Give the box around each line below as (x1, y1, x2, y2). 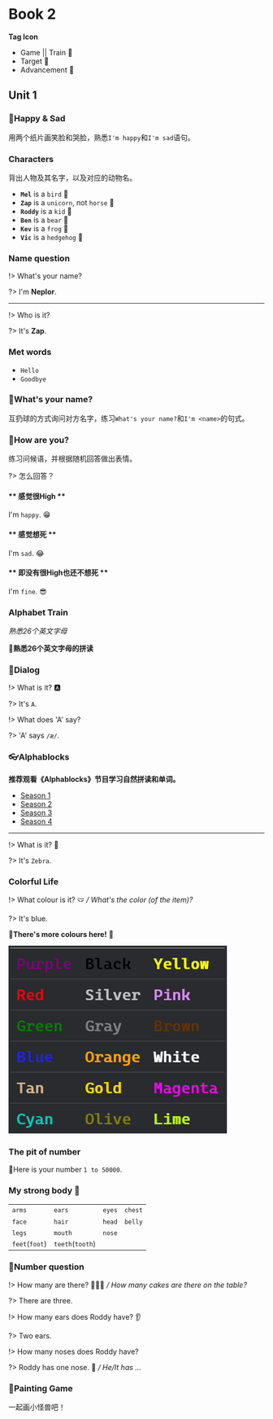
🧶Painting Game (8, 1382, 73, 1394)
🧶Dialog (8, 664, 41, 676)
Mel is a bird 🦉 (19, 189, 69, 199)
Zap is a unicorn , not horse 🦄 (19, 197, 115, 208)
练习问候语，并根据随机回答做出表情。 (8, 453, 136, 464)
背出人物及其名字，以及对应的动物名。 (8, 173, 136, 182)
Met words (8, 347, 52, 358)
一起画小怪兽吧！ (8, 1402, 66, 1412)
